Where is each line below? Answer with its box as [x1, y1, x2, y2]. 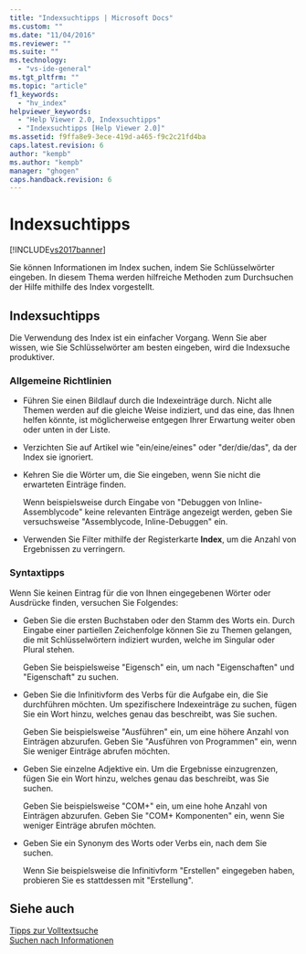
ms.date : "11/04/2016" [9, 30, 96, 39]
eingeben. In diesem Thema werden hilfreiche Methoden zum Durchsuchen [9, 271, 294, 283]
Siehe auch [9, 901, 75, 917]
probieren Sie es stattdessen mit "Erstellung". [22, 874, 194, 885]
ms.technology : [9, 56, 68, 65]
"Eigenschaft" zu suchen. [22, 671, 119, 682]
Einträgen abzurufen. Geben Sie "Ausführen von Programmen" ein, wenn [22, 736, 297, 747]
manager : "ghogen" [9, 166, 79, 175]
